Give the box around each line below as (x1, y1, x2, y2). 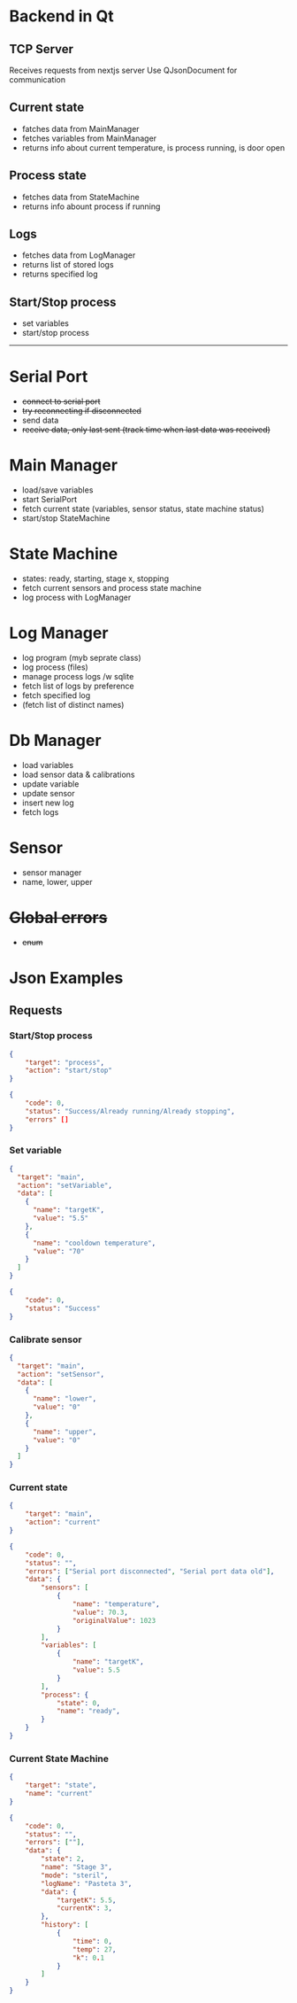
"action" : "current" (25, 1518, 101, 1527)
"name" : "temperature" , (72, 1600, 161, 1609)
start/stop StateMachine (21, 513, 110, 524)
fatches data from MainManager (21, 123, 140, 134)
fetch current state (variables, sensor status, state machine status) (21, 503, 265, 515)
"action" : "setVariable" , (17, 1181, 113, 1190)
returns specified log (21, 268, 99, 280)
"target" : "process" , (25, 1058, 104, 1067)
